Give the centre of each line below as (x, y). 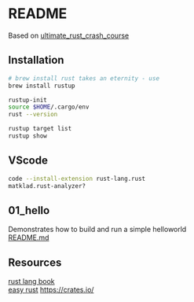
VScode (28, 161)
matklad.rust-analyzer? (47, 186)
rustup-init (27, 100)
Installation (36, 60)
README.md (29, 238)
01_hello (29, 210)
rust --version (33, 115)
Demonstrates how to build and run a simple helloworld (97, 230)
